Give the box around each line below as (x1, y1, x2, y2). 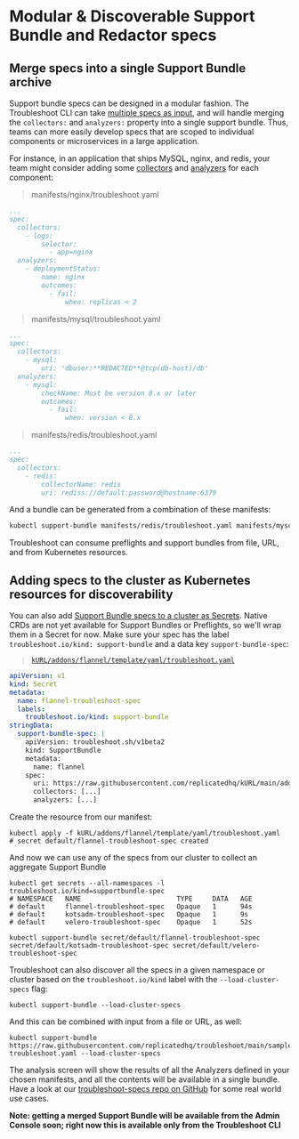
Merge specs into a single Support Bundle (9, 61, 246, 76)
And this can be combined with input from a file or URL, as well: (9, 1016, 243, 1027)
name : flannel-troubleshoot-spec (17, 696, 141, 705)
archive (9, 74, 53, 90)
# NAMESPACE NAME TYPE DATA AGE (9, 894, 253, 904)
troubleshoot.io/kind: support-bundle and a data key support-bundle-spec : (9, 639, 289, 650)
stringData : (9, 721, 53, 731)
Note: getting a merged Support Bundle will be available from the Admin (9, 1111, 280, 1121)
